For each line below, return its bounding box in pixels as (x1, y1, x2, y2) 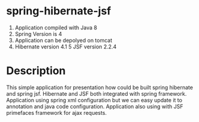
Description (6, 64, 66, 78)
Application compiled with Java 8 (14, 24, 98, 31)
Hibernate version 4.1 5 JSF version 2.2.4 (14, 43, 117, 50)
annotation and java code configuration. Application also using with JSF (6, 103, 183, 110)
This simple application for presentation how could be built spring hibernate (6, 84, 194, 91)
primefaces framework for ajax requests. (6, 109, 107, 116)
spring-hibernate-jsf (6, 4, 111, 18)
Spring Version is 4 (14, 30, 62, 37)
